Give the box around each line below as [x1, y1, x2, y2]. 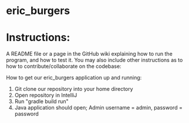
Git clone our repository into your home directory [14, 86, 133, 93]
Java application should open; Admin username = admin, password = [14, 104, 183, 111]
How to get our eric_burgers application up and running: [6, 74, 142, 81]
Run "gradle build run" [14, 98, 69, 105]
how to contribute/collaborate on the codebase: [6, 63, 122, 70]
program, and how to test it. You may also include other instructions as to [6, 57, 183, 64]
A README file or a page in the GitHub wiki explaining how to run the [6, 50, 173, 57]
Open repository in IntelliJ [14, 92, 77, 99]
